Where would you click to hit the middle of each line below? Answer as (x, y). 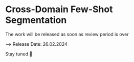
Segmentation (36, 20)
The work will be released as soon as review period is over (67, 34)
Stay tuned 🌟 (19, 54)
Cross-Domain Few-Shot (59, 9)
